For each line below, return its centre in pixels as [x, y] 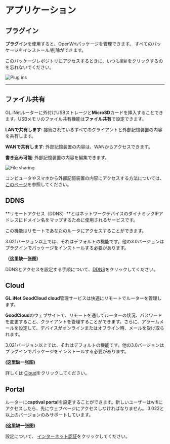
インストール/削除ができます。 [54, 50]
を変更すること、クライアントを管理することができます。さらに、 [74, 322]
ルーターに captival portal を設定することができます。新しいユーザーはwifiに [84, 402]
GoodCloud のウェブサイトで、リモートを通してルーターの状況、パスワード [84, 315]
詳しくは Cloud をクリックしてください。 [47, 373]
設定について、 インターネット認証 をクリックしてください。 [68, 436]
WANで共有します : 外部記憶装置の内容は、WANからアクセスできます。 [79, 146]
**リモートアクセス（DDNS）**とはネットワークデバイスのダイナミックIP [82, 213]
